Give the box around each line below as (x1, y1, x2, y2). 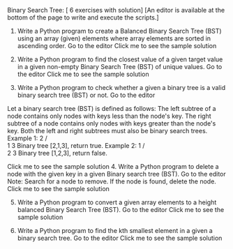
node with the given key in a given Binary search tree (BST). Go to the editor (7, 170, 226, 178)
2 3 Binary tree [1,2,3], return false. (7, 149, 108, 157)
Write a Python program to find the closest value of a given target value (17, 55, 223, 63)
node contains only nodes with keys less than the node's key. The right (7, 112, 211, 120)
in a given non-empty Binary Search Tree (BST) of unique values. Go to (17, 63, 223, 70)
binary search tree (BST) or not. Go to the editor (17, 91, 156, 99)
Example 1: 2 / (7, 134, 47, 142)
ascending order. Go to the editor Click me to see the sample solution (17, 42, 217, 50)
